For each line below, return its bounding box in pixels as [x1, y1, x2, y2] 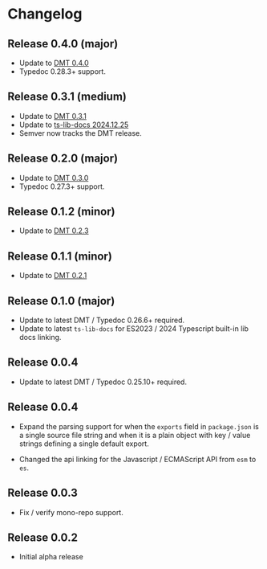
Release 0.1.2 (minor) [7, 205, 115, 219]
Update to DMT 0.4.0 [18, 58, 89, 68]
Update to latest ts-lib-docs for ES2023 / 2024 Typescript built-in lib [18, 324, 249, 334]
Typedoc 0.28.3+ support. [18, 67, 106, 76]
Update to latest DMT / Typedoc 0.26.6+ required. [18, 315, 185, 325]
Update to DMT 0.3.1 [18, 111, 87, 121]
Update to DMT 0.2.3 [18, 226, 89, 235]
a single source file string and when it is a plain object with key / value [18, 430, 251, 440]
